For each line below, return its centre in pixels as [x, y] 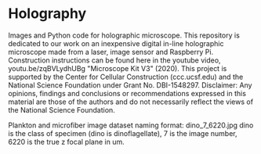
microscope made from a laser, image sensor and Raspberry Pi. [111, 52]
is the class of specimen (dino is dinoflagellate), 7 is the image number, [123, 133]
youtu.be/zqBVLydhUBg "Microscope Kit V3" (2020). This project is [118, 68]
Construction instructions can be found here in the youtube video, [114, 60]
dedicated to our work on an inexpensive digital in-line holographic [116, 43]
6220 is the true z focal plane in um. [66, 141]
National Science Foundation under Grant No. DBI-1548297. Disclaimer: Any [130, 85]
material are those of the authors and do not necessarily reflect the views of [130, 102]
